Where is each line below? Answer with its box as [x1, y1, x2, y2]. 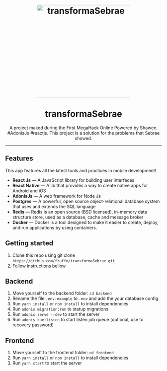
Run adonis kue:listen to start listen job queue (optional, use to [12, 317, 144, 323]
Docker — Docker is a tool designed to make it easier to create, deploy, [12, 219, 159, 225]
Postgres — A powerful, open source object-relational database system [12, 198, 160, 204]
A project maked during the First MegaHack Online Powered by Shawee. [9, 125, 158, 131]
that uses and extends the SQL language [12, 203, 96, 210]
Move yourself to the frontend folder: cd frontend [12, 350, 114, 356]
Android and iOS [12, 188, 46, 194]
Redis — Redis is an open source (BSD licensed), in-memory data [12, 209, 148, 215]
